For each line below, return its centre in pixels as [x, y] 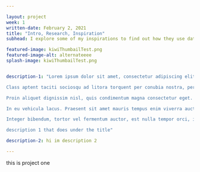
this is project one [28, 163]
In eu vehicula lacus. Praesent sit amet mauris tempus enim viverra [94, 109]
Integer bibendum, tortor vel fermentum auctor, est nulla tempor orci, [98, 119]
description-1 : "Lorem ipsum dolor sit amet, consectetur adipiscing [94, 77]
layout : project [26, 17]
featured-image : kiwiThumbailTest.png [54, 50]
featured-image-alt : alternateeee [49, 55]
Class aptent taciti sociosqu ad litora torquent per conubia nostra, [96, 87]
